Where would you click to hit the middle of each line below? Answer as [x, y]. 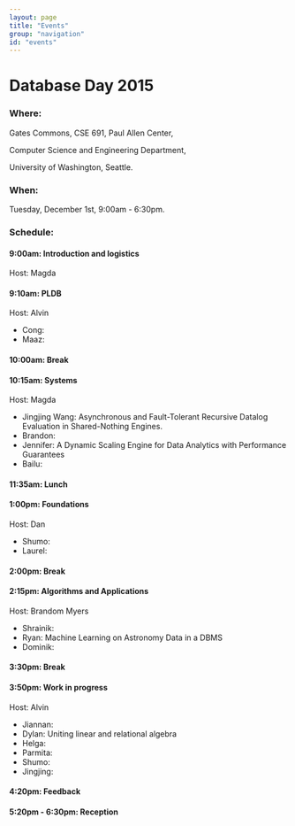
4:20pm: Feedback [45, 791]
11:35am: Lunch [38, 484]
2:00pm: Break [38, 571]
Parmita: [37, 753]
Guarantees [43, 455]
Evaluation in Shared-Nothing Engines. [92, 427]
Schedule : [32, 232]
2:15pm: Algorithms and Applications [79, 591]
